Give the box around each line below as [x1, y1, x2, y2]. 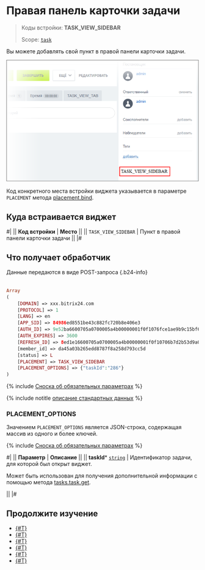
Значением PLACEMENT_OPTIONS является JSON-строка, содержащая [6, 424, 182, 431]
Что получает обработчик [6, 252, 111, 263]
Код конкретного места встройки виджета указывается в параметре [6, 187, 187, 195]
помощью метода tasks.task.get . [6, 479, 92, 486]
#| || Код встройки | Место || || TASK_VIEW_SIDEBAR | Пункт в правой [6, 228, 181, 236]
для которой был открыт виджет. [6, 460, 93, 468]
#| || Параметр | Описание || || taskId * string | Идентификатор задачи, [6, 454, 192, 461]
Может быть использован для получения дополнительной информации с [6, 472, 198, 479]
